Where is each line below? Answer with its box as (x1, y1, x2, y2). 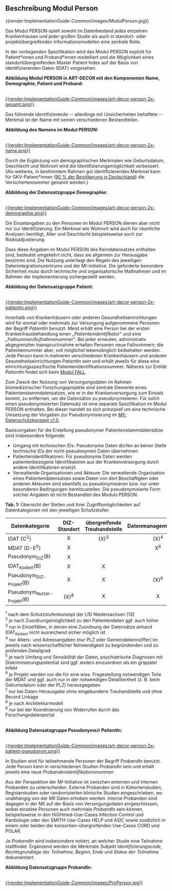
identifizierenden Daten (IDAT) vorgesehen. (5, 65, 97, 71)
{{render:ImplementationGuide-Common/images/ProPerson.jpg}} (5, 880, 143, 886)
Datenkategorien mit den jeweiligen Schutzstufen (5, 507, 109, 513)
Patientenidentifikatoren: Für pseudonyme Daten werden (12, 453, 132, 459)
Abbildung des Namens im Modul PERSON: (5, 126, 99, 132)
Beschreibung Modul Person (5, 4, 98, 13)
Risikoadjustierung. (5, 236, 46, 242)
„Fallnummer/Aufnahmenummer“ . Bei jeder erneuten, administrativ (5, 336, 146, 342)
